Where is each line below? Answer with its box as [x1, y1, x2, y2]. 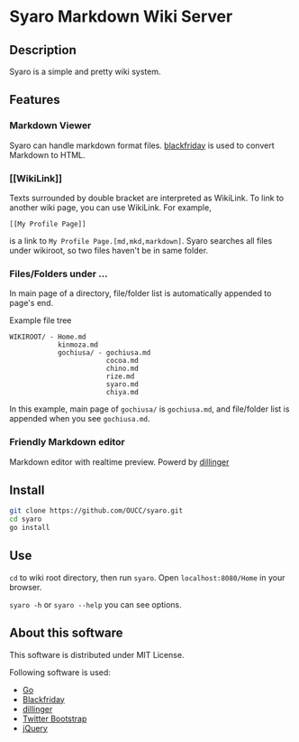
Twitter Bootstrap [22, 713, 87, 724]
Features [9, 92, 60, 107]
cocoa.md [105, 357, 140, 366]
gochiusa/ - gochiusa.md [57, 348, 151, 357]
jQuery [22, 722, 48, 733]
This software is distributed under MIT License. [9, 649, 185, 660]
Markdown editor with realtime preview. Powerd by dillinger [9, 456, 230, 467]
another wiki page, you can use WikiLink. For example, [9, 201, 212, 213]
